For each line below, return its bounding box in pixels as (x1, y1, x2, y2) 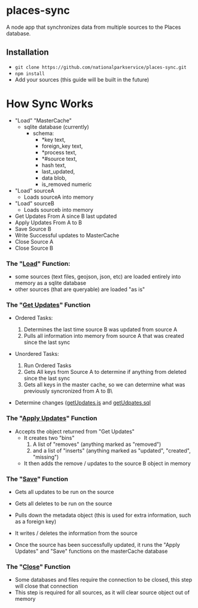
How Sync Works (6, 97, 94, 110)
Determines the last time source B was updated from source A (23, 326, 178, 333)
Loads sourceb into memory (23, 206, 94, 213)
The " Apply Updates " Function (6, 414, 98, 423)
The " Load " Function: (6, 259, 71, 268)
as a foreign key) (14, 517, 57, 525)
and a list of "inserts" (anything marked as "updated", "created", (32, 447, 191, 454)
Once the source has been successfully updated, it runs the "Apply (14, 541, 181, 548)
